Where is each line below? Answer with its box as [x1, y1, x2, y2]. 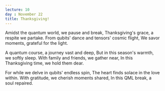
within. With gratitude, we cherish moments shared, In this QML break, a [5, 75, 152, 81]
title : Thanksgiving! [5, 16, 50, 21]
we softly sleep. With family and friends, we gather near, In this [5, 55, 133, 61]
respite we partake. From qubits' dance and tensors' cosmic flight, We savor [5, 35, 160, 41]
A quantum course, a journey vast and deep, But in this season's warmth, [5, 50, 154, 56]
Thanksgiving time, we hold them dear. [5, 60, 84, 66]
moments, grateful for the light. [5, 40, 68, 46]
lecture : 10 [5, 7, 30, 12]
